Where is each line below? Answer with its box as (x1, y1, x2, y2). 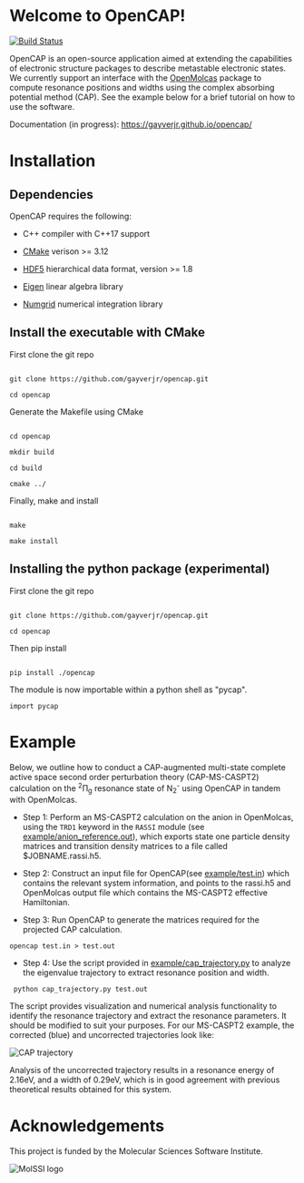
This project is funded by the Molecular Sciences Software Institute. (9, 1145, 263, 1157)
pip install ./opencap (9, 668, 95, 677)
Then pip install (9, 642, 67, 653)
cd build (9, 464, 43, 473)
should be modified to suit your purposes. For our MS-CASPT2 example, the (9, 1020, 295, 1031)
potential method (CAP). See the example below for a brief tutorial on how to (9, 92, 296, 103)
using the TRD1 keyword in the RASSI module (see (22, 821, 205, 832)
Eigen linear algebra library (22, 280, 124, 291)
